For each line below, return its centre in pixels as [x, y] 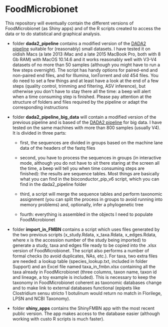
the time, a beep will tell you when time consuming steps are [82, 168]
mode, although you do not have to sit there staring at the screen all [90, 163]
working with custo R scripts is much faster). [58, 318]
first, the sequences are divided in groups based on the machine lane [91, 142]
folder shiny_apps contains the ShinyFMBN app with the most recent [83, 308]
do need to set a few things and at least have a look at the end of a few [85, 81]
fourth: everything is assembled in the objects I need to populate [86, 214]
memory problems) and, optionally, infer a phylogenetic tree [82, 204]
